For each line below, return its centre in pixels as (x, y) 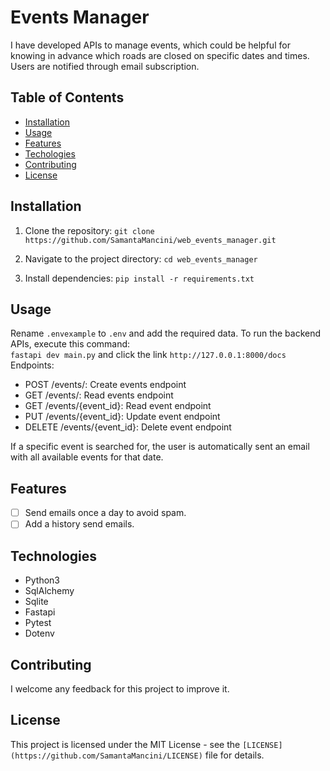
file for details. (234, 755)
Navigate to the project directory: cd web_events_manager (141, 258)
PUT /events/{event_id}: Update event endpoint (122, 417)
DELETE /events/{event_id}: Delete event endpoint (128, 427)
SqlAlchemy (49, 591)
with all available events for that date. (87, 457)
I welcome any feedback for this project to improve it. (120, 688)
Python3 (42, 580)
